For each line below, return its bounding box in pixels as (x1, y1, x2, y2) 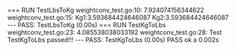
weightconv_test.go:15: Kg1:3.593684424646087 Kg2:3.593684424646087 (7, 13, 229, 22)
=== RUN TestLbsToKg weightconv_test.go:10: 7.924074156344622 (7, 6, 204, 14)
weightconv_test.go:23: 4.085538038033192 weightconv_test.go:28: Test (7, 28, 222, 36)
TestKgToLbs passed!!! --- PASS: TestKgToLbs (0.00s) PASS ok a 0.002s (7, 36, 220, 44)
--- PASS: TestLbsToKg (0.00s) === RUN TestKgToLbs (7, 21, 167, 29)
